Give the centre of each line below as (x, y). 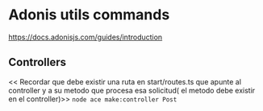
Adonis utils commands (89, 15)
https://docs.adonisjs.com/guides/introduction (86, 37)
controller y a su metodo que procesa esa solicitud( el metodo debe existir (132, 90)
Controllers (38, 62)
